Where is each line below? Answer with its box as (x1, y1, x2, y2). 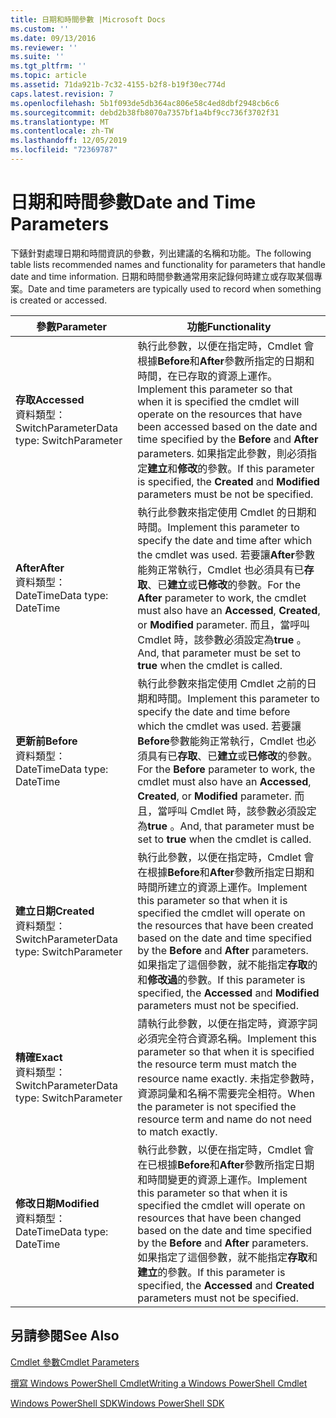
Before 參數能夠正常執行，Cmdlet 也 (137, 734, 307, 748)
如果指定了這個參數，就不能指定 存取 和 (137, 1250, 318, 1264)
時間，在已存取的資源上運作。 (137, 369, 278, 383)
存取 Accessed (15, 392, 85, 406)
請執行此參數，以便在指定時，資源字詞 (137, 1016, 318, 1030)
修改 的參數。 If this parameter (177, 461, 315, 475)
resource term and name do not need (137, 1112, 313, 1126)
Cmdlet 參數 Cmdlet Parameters (10, 1356, 140, 1368)
